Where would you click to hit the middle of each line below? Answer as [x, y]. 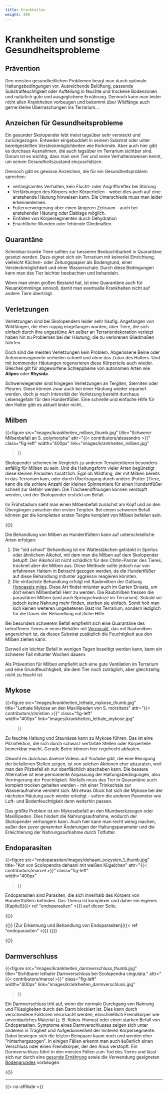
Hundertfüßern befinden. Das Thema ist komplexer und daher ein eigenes [81, 901]
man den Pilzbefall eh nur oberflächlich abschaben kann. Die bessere [77, 769]
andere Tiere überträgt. [29, 294]
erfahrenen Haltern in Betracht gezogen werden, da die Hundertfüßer [84, 571]
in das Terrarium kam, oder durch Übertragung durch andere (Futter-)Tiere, [83, 478]
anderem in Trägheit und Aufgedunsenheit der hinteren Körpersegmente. [80, 1031]
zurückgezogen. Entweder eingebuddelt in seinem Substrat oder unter [78, 141]
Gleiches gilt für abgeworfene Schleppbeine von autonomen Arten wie [78, 368]
